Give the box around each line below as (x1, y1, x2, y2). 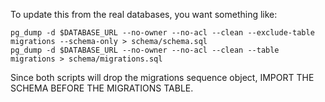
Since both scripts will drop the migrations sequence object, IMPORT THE (10, 72, 315, 83)
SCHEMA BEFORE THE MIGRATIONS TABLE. (10, 82, 194, 94)
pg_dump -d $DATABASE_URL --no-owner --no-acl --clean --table (10, 45, 280, 55)
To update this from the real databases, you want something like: (10, 9, 278, 20)
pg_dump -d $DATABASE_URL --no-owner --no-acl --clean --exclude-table (10, 28, 315, 38)
